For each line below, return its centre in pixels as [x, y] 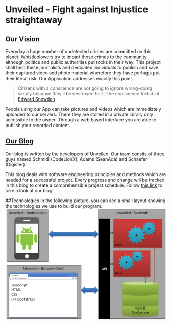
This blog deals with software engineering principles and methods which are [86, 174]
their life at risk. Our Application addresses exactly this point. [69, 78]
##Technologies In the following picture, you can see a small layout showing [86, 201]
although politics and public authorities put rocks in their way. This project [83, 62]
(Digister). [16, 164]
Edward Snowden [36, 99]
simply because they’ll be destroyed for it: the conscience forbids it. [89, 94]
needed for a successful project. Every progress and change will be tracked [85, 180]
